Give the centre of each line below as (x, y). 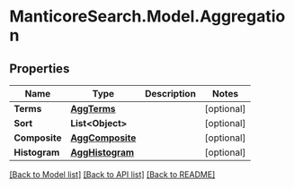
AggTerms (93, 109)
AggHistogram (102, 152)
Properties (40, 68)
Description (170, 94)
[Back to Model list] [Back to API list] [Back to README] (112, 175)
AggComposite (103, 138)
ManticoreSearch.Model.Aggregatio (147, 17)
